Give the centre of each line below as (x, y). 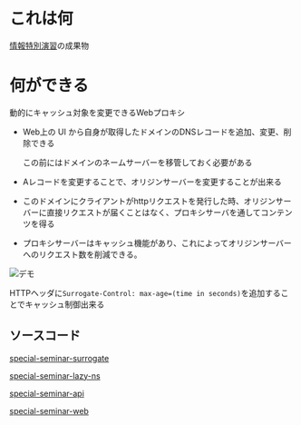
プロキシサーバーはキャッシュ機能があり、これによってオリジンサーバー (157, 242)
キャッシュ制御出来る (65, 304)
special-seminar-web (49, 410)
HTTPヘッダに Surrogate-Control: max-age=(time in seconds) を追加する (145, 292)
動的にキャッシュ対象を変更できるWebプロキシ (97, 112)
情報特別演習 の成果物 (49, 45)
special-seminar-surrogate (59, 358)
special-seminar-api (47, 393)
